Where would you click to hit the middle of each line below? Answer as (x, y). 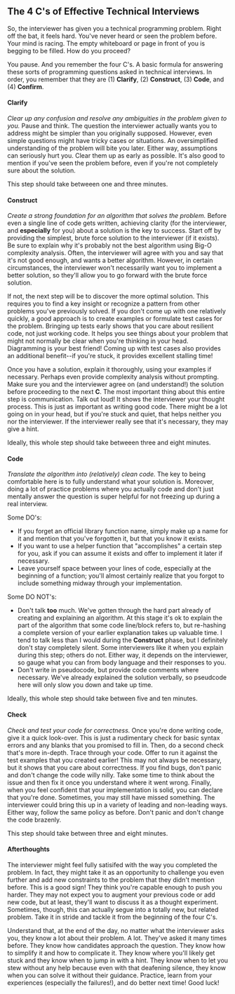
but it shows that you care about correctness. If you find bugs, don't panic (115, 768)
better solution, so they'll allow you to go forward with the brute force (107, 275)
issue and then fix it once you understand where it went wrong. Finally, (109, 782)
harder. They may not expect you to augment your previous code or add (111, 894)
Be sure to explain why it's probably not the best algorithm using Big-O (110, 245)
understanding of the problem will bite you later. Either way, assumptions (112, 148)
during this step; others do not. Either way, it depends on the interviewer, (122, 655)
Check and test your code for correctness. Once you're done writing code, (115, 730)
